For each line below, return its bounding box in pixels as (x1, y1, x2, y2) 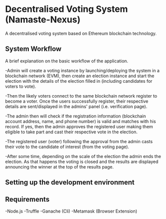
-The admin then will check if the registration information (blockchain (5, 113, 146, 119)
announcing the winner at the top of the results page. (5, 164, 114, 169)
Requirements (5, 195, 50, 204)
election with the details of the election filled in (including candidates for (5, 78, 153, 84)
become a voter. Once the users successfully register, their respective (5, 98, 149, 104)
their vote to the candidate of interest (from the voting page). (5, 144, 129, 150)
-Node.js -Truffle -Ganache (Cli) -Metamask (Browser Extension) (5, 208, 138, 214)
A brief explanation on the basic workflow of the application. (5, 58, 128, 64)
